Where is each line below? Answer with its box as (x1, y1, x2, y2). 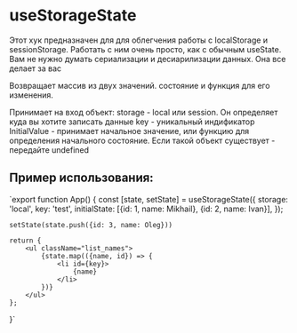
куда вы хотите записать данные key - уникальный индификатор (9, 116, 255, 127)
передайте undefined (9, 144, 90, 155)
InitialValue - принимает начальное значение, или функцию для (9, 125, 250, 136)
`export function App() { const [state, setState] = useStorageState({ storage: (9, 194, 289, 204)
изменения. (9, 90, 53, 100)
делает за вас (9, 63, 62, 74)
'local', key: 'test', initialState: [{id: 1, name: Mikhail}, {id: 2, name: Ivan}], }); (9, 203, 284, 214)
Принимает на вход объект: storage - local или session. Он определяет (9, 107, 278, 117)
